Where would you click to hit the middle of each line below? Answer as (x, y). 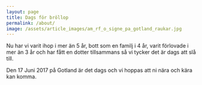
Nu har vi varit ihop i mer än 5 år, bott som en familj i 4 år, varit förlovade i (97, 46)
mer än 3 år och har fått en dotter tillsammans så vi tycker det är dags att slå (101, 52)
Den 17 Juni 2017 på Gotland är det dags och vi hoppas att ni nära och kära (99, 71)
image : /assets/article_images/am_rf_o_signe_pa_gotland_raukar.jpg (94, 29)
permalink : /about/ (31, 23)
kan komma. (21, 77)
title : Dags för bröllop (37, 17)
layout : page (23, 12)
